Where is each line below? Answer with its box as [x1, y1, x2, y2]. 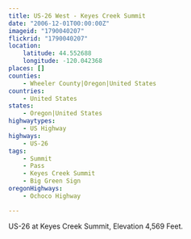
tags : [8, 147, 27, 155]
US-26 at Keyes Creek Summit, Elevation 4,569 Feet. [8, 221, 184, 231]
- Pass [23, 162, 45, 170]
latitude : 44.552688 [23, 49, 92, 57]
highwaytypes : [8, 117, 56, 125]
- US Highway [23, 124, 67, 132]
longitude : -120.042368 [23, 57, 103, 65]
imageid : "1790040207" [8, 27, 85, 35]
